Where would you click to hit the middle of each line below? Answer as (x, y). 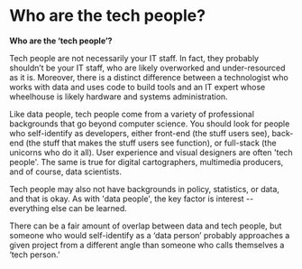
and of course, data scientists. (65, 172)
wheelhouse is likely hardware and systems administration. (119, 97)
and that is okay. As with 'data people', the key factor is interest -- (132, 199)
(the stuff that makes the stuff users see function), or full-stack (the (151, 143)
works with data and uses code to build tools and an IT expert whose (137, 87)
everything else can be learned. (69, 208)
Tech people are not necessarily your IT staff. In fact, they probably (134, 58)
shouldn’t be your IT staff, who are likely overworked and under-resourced (147, 68)
